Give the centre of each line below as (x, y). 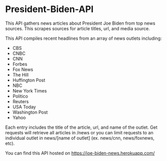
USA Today (24, 107)
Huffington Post (29, 80)
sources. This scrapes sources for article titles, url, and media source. (77, 28)
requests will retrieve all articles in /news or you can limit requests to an (79, 132)
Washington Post (30, 112)
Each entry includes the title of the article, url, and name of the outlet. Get (81, 127)
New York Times (29, 91)
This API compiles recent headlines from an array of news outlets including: (83, 38)
